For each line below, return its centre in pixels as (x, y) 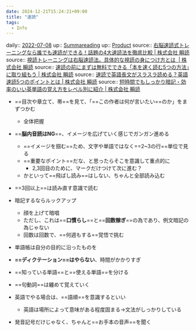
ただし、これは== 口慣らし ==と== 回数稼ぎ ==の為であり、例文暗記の (106, 220)
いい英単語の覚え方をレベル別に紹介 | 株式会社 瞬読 (78, 89)
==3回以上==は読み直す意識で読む (56, 188)
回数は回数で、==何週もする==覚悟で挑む (74, 235)
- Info (19, 28)
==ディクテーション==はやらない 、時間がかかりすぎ (78, 260)
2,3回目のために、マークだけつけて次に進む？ (87, 168)
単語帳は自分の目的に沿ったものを (56, 247)
